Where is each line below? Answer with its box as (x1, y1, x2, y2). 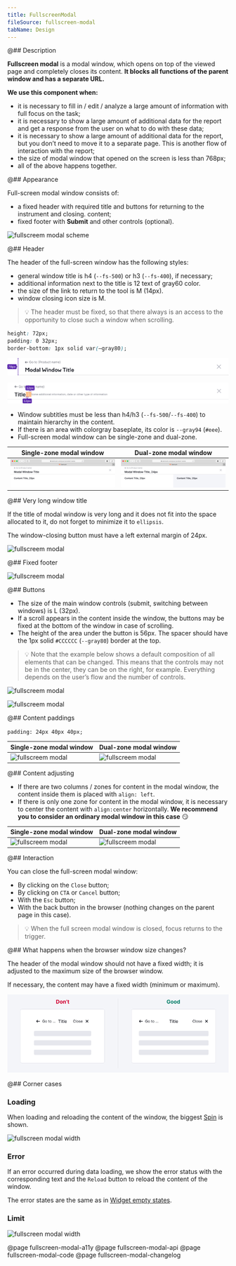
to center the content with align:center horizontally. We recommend (17, 805, 218, 813)
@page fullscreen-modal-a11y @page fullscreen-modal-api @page (7, 1243, 201, 1251)
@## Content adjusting (7, 769, 74, 777)
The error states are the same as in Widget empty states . (7, 1196, 172, 1204)
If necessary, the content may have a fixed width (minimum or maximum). (7, 980, 220, 989)
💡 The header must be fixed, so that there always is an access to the (24, 308, 223, 316)
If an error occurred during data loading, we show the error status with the (7, 1168, 223, 1176)
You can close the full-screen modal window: (7, 867, 138, 876)
